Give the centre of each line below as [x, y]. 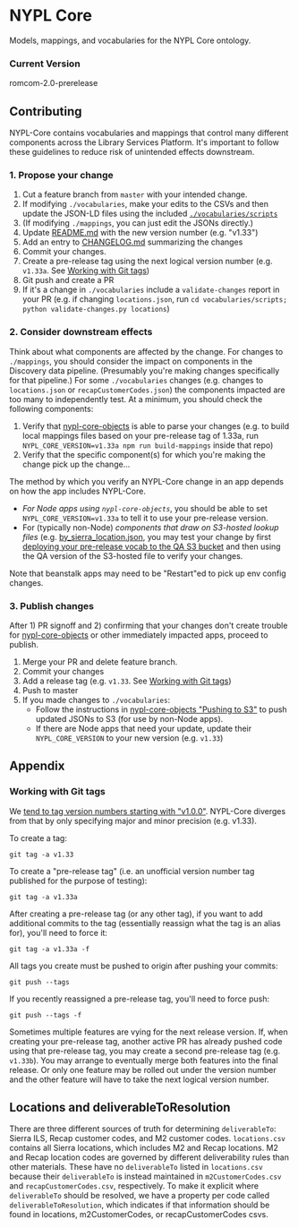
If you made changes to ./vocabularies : [96, 700]
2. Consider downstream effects [81, 332]
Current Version [45, 64]
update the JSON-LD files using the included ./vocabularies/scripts [150, 214]
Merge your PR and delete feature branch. [100, 661]
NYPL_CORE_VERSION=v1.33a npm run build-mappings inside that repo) [148, 445]
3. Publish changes [51, 605]
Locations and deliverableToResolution [120, 1108]
